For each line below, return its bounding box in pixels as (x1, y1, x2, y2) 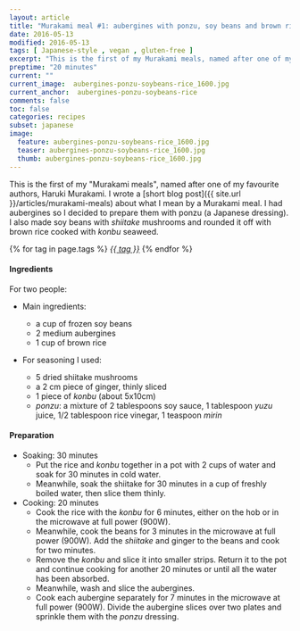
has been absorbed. (35, 573, 110, 584)
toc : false (9, 104, 50, 113)
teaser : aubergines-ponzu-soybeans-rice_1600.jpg (17, 145, 205, 154)
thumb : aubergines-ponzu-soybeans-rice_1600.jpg (17, 154, 202, 163)
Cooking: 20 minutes (21, 497, 100, 508)
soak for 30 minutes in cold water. (35, 469, 162, 479)
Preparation (9, 430, 54, 441)
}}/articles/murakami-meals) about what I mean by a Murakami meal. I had (9, 197, 283, 208)
